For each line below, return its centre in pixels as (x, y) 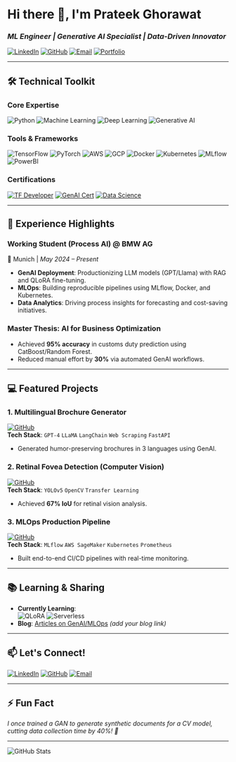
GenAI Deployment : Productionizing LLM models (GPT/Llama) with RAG (122, 273)
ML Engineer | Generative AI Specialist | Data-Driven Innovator (117, 37)
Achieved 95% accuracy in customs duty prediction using (102, 344)
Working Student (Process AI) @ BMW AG (80, 244)
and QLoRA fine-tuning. (52, 281)
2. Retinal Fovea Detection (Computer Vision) (86, 467)
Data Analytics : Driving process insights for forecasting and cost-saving (123, 303)
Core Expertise (33, 105)
